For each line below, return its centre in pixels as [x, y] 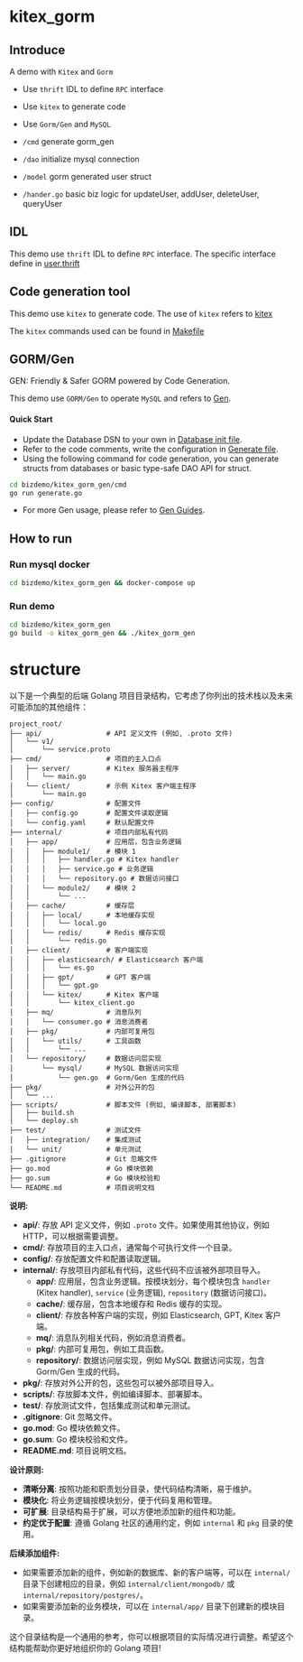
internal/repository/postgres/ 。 [85, 1594]
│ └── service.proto [60, 749]
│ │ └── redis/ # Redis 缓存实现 [87, 933]
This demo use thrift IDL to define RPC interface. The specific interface [143, 254]
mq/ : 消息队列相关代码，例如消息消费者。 [113, 1337]
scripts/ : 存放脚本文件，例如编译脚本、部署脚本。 [115, 1394]
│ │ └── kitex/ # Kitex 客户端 [84, 995]
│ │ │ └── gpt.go [54, 985]
